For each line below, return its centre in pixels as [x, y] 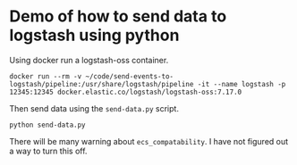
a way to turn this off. [48, 151]
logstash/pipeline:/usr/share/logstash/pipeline [102, 84]
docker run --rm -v [46, 76]
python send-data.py [48, 125]
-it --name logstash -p [242, 84]
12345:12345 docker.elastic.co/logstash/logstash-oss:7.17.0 [126, 92]
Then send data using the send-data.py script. [94, 108]
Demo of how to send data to [118, 16]
